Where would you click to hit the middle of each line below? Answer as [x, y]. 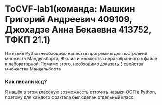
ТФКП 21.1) [28, 40]
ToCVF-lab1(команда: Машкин [70, 9]
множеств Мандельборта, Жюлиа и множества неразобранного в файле [81, 58]
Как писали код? [26, 81]
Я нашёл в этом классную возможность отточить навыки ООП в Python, [81, 92]
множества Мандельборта [33, 69]
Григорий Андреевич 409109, [69, 19]
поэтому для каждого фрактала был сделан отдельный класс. [70, 97]
